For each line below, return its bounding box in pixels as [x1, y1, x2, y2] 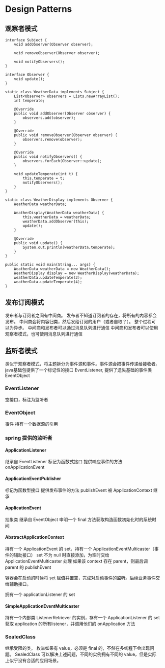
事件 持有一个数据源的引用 [5, 421, 58, 427]
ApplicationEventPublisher [5, 475, 61, 482]
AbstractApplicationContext [5, 534, 64, 540]
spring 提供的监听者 [5, 435, 53, 442]
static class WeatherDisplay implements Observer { [5, 197, 113, 202]
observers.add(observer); [23, 115, 76, 120]
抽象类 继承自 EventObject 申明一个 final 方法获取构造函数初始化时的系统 [5, 517, 152, 522]
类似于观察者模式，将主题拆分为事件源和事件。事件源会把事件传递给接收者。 [5, 361, 160, 367]
